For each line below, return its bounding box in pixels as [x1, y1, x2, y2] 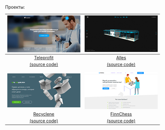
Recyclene [33, 111, 55, 117]
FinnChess [110, 111, 132, 117]
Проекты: [5, 4, 26, 10]
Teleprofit [34, 55, 54, 61]
